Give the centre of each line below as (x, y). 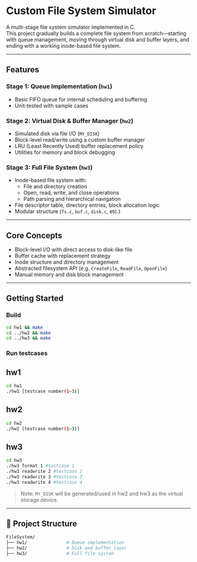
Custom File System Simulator (81, 11)
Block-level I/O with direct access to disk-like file (74, 250)
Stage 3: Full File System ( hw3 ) (49, 167)
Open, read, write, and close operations (71, 193)
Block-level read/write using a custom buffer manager (80, 140)
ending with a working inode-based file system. (64, 46)
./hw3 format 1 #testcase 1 (40, 466)
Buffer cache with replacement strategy (62, 256)
